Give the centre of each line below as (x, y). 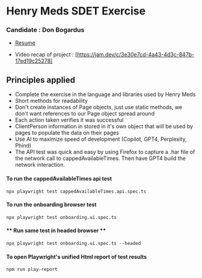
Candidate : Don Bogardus (45, 30)
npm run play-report (32, 270)
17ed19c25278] (34, 61)
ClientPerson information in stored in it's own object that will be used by (104, 126)
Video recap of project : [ (46, 55)
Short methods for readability (51, 101)
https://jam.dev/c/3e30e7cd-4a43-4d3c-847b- (136, 55)
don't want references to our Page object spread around (85, 114)
